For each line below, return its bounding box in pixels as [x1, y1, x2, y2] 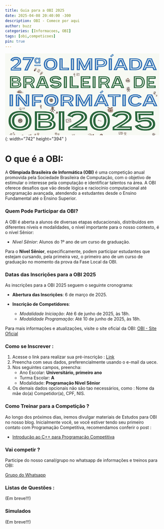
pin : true [5, 39, 25, 44]
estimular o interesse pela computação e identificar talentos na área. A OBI [5, 180, 156, 186]
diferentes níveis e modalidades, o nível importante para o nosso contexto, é [5, 224, 160, 230]
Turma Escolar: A [19, 375, 55, 381]
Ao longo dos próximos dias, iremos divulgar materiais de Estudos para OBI [5, 414, 157, 420]
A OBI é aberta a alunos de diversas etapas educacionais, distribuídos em [5, 219, 154, 225]
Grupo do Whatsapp [5, 472, 46, 478]
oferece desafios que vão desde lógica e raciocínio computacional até [5, 185, 147, 191]
